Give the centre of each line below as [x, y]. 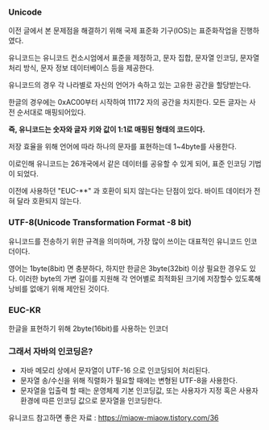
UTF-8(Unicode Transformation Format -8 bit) [100, 223]
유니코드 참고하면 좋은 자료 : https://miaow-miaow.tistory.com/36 [114, 418]
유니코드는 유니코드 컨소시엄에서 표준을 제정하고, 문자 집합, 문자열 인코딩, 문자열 [134, 58]
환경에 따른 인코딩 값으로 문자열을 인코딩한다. [91, 401]
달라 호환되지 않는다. [49, 201]
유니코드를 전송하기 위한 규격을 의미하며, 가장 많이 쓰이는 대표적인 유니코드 [126, 241]
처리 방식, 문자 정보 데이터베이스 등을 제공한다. [81, 68]
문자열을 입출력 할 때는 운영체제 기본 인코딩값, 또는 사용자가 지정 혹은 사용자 [139, 390]
